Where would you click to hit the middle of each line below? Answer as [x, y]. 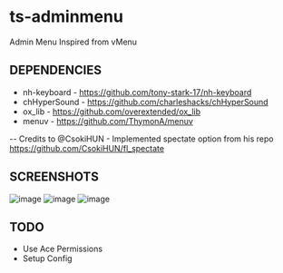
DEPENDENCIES [56, 70]
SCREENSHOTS [54, 177]
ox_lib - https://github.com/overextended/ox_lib [112, 112]
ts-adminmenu [67, 17]
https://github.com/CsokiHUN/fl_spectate [87, 148]
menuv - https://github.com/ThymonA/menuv [107, 121]
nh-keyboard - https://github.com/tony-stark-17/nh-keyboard [137, 92]
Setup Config [47, 258]
